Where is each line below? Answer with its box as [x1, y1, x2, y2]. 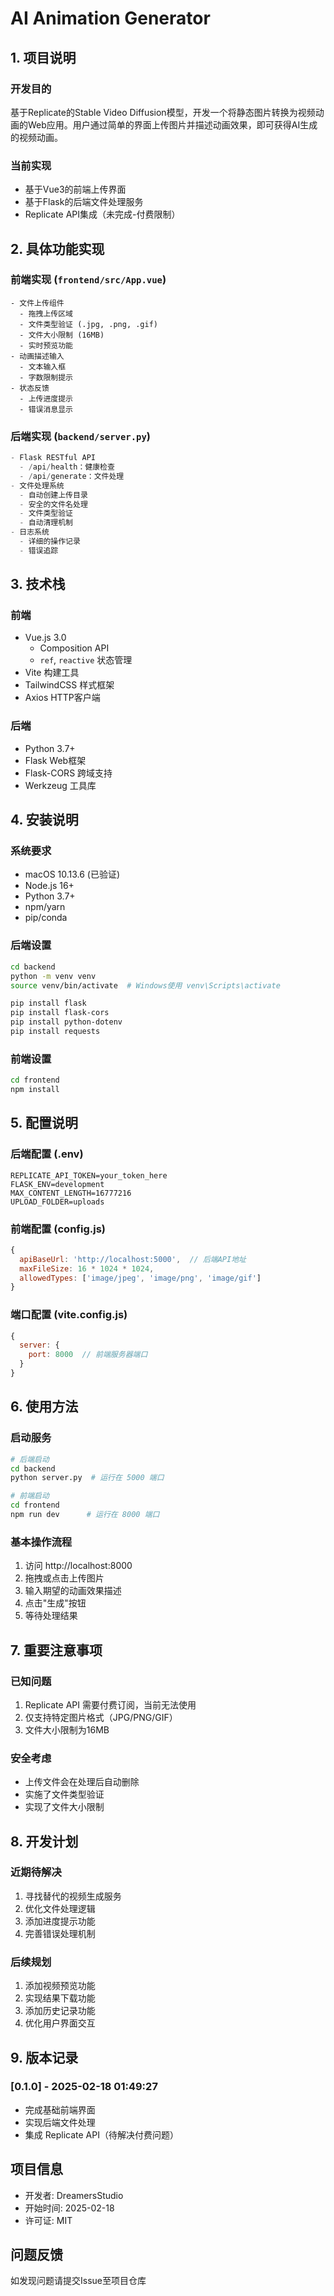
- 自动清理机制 [19, 518, 74, 528]
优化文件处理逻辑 [24, 1902, 96, 1914]
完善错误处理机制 [24, 1927, 96, 1939]
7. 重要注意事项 [10, 1642, 103, 1659]
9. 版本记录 [10, 2049, 79, 2066]
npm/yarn [24, 901, 66, 913]
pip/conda [24, 912, 68, 924]
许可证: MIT [24, 2214, 73, 2226]
